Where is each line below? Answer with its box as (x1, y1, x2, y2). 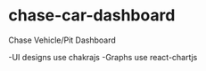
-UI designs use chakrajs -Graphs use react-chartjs (8, 51, 198, 62)
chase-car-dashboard (8, 5, 176, 26)
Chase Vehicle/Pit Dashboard (8, 35, 117, 45)
